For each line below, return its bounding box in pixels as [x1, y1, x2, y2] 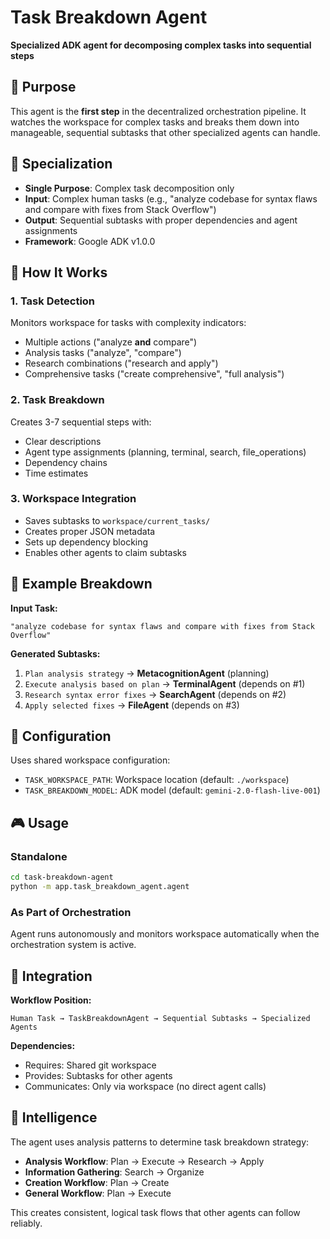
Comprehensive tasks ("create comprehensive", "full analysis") [24, 368, 285, 380]
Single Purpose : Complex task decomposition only [24, 182, 235, 194]
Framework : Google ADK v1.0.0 [24, 235, 156, 247]
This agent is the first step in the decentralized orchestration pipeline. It [10, 105, 307, 117]
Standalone [10, 849, 68, 863]
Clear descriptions [24, 435, 102, 447]
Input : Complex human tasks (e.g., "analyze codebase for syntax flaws [24, 192, 318, 205]
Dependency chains [24, 456, 108, 468]
